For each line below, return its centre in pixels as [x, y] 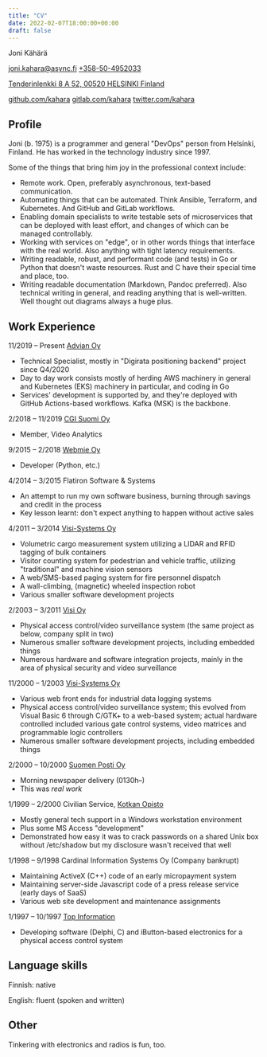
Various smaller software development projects [97, 595]
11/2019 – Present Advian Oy [54, 346]
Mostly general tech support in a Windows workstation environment [131, 820]
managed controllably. [56, 234]
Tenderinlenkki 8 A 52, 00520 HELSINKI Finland [87, 84]
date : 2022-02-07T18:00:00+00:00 [64, 23]
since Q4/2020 [44, 370]
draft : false [30, 30]
